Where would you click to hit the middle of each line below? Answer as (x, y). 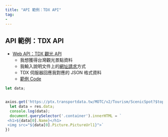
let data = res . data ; (32, 106)
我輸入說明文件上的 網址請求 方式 (53, 66)
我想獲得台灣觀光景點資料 (46, 60)
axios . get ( (16, 102)
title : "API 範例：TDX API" (33, 10)
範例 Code (30, 79)
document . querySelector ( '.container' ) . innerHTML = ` (66, 116)
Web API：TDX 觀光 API (37, 54)
